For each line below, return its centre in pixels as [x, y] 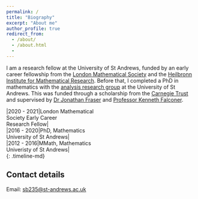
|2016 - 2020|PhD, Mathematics [46, 130]
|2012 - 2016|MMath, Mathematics [49, 143]
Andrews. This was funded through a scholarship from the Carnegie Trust [97, 93]
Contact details [35, 175]
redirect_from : [25, 34]
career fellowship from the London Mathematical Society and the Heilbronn [99, 74]
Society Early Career [32, 117]
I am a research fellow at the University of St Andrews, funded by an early [97, 68]
